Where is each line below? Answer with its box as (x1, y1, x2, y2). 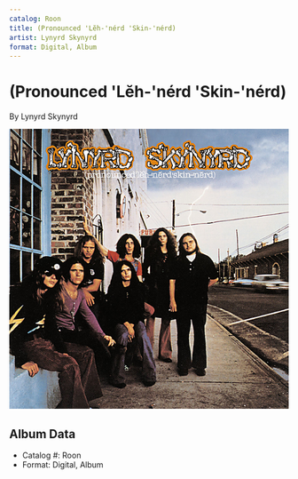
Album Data (9, 427, 76, 442)
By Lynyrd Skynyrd (9, 111, 78, 122)
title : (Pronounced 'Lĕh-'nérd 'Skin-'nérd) (9, 23, 176, 33)
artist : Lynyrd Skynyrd (9, 33, 98, 42)
